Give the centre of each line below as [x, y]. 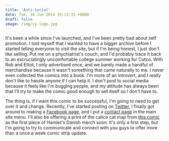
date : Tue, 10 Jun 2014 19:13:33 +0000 [47, 15]
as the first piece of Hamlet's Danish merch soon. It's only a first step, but [82, 122]
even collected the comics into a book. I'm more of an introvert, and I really [83, 75]
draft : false [19, 19]
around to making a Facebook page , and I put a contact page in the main [81, 112]
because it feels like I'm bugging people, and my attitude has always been [82, 86]
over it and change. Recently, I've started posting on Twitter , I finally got [80, 106]
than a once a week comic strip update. [46, 133]
